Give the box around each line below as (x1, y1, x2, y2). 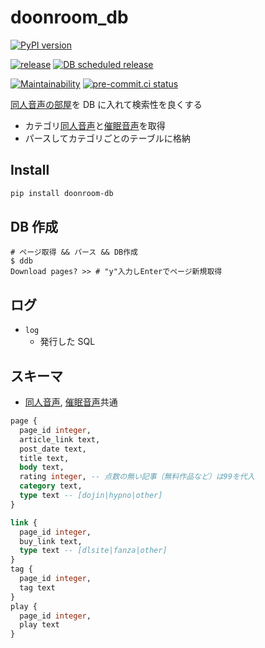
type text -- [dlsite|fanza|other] (19, 546, 168, 556)
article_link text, (19, 434, 101, 445)
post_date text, (19, 444, 87, 454)
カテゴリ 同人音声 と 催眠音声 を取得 (24, 119, 166, 131)
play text (19, 620, 60, 630)
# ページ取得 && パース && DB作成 (10, 247, 138, 258)
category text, (19, 481, 83, 491)
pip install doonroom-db (10, 188, 114, 198)
